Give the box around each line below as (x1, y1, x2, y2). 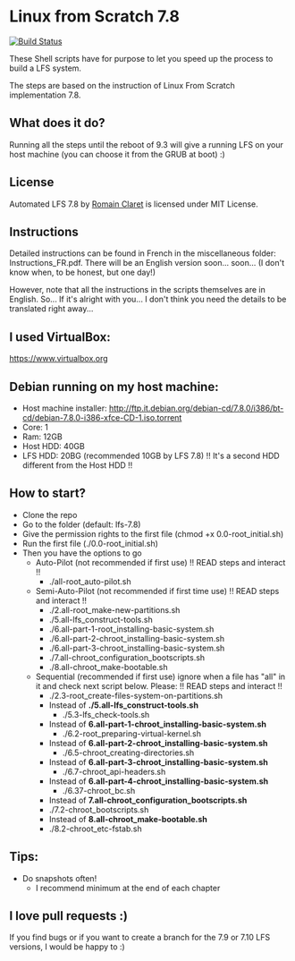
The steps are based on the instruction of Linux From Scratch (9, 80, 235, 90)
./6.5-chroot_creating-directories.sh (62, 747, 195, 758)
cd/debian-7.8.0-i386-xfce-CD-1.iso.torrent (21, 412, 182, 422)
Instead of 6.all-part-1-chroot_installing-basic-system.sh (48, 719, 266, 729)
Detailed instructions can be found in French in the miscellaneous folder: (9, 248, 277, 259)
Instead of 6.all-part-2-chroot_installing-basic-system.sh (48, 737, 268, 748)
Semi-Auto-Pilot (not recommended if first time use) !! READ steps (35, 585, 280, 596)
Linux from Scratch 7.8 (9, 6, 181, 27)
